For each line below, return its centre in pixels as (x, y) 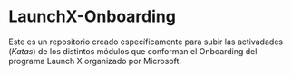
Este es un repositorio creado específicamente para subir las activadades (146, 42)
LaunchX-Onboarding (92, 17)
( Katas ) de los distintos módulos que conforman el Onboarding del (133, 51)
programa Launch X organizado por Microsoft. (95, 61)
